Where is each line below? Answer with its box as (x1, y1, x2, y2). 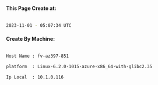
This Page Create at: (6, 5, 57, 12)
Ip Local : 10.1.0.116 (6, 75, 64, 80)
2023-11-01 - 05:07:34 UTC (6, 23, 72, 29)
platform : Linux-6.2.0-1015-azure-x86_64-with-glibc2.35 (6, 64, 153, 70)
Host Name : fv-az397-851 (6, 53, 69, 59)
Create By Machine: (6, 35, 55, 42)
